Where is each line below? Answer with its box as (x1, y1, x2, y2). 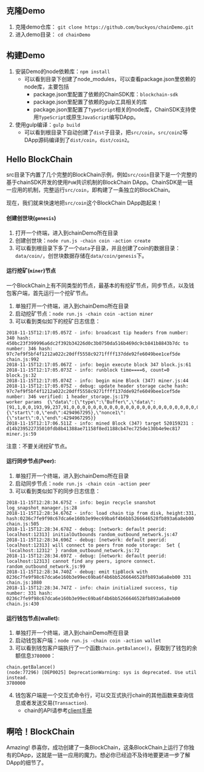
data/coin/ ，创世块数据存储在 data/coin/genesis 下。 (15, 252, 148, 259)
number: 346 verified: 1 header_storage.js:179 (6, 394, 129, 400)
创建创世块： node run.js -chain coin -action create (15, 236, 151, 244)
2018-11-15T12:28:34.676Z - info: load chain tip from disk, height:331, (6, 511, 197, 517)
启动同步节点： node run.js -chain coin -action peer (15, 480, 151, 487)
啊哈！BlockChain (6, 726, 75, 737)
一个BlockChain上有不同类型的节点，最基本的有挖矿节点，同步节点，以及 (6, 282, 189, 289)
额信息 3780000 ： (15, 652, 56, 659)
